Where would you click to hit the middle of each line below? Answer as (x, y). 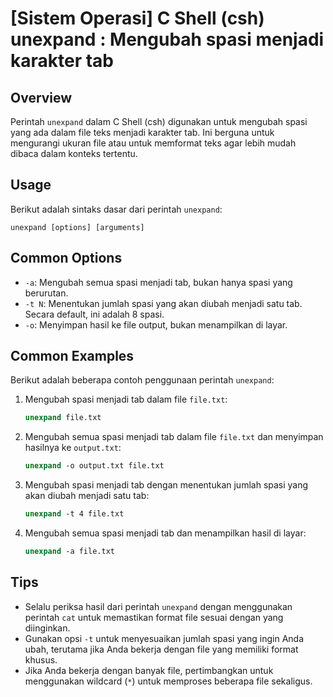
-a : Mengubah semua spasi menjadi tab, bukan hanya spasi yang (158, 282)
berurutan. (46, 293)
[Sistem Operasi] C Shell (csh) (137, 18)
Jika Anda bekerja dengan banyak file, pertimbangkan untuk (149, 670)
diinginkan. (47, 628)
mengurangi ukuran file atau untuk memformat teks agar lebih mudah (153, 143)
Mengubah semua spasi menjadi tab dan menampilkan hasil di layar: (165, 533)
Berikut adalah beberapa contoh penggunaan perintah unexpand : (142, 380)
